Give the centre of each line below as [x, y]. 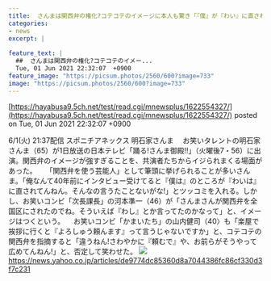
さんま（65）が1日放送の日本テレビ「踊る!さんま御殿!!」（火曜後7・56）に [131, 150]
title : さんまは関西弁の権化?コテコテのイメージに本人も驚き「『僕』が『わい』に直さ [134, 16]
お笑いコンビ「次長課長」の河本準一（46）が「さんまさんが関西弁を [136, 201]
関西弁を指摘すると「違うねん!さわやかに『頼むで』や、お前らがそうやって [133, 241]
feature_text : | [35, 53]
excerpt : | [27, 38]
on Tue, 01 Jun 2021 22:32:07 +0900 [70, 124]
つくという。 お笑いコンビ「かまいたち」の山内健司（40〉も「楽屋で [141, 221]
